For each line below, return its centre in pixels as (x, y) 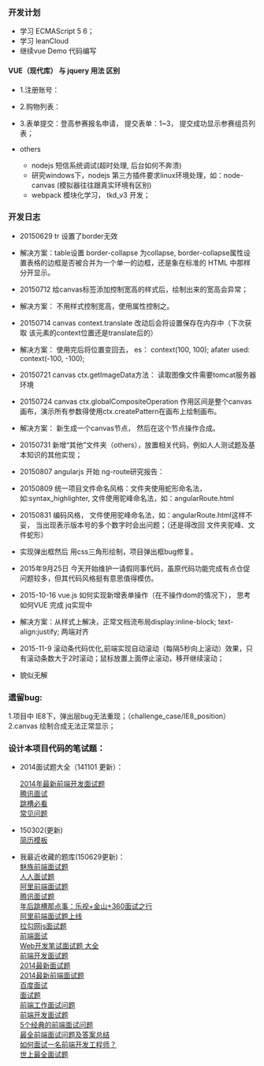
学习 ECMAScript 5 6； (57, 31)
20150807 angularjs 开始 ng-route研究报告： (92, 471)
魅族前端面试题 (44, 867)
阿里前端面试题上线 (51, 916)
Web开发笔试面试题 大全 (59, 946)
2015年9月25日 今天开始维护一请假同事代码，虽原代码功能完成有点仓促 (135, 568)
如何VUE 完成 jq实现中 (56, 605)
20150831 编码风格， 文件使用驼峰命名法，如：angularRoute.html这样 (132, 514)
